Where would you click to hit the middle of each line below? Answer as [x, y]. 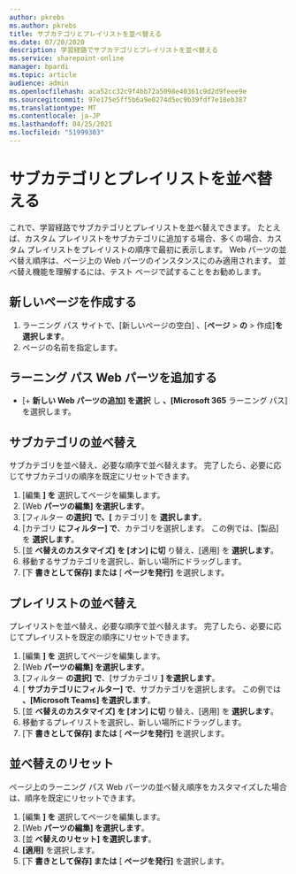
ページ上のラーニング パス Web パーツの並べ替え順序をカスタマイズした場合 [148, 786]
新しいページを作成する [73, 302]
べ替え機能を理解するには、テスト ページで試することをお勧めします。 [138, 272]
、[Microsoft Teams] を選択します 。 [89, 701]
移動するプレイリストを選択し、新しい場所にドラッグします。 [134, 723]
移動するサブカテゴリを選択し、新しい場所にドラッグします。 [134, 562]
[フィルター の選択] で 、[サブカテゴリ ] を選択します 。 [121, 678]
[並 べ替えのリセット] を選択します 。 [89, 839]
